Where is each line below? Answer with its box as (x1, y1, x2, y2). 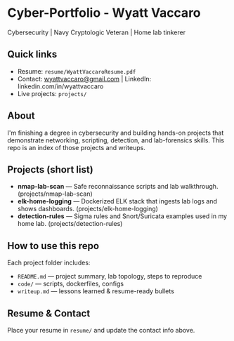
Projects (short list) (7, 163, 93, 175)
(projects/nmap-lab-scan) (17, 189, 93, 198)
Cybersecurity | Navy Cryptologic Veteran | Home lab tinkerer (7, 28, 186, 36)
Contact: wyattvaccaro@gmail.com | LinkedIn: (17, 74, 152, 83)
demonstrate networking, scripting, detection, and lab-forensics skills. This (7, 135, 225, 145)
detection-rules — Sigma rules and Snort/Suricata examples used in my (17, 212, 227, 220)
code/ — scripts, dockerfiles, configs (17, 279, 124, 288)
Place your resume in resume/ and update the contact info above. (7, 326, 195, 334)
